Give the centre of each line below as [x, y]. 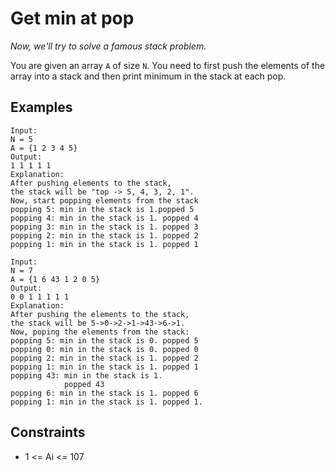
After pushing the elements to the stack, [100, 314]
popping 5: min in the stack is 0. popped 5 [104, 340]
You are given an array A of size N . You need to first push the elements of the [168, 65]
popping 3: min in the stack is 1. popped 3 [104, 227]
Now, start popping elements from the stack [104, 200]
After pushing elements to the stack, [91, 183]
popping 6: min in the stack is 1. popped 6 [104, 393]
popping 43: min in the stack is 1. [86, 375]
